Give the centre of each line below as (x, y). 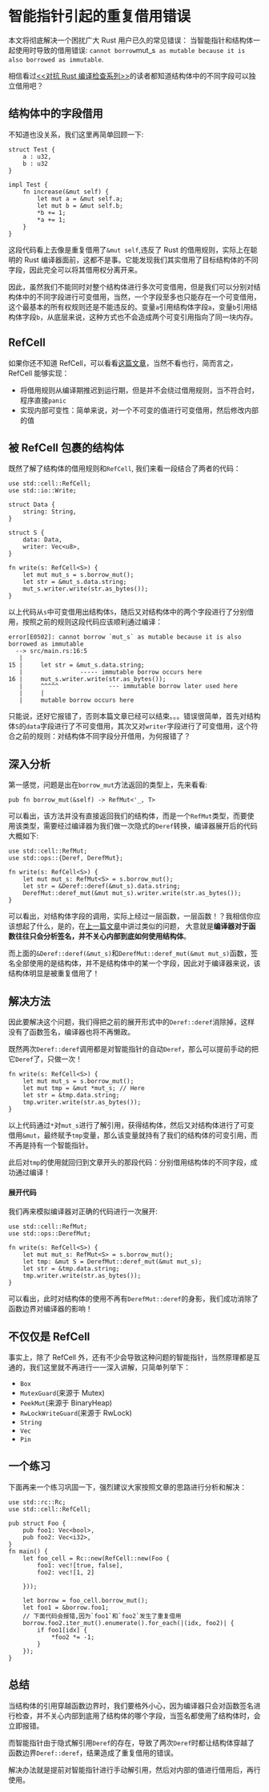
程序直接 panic (43, 400)
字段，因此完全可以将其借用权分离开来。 (75, 270)
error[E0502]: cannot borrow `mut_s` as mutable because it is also (125, 637)
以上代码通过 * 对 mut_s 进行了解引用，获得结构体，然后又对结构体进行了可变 (131, 1125)
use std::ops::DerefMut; (50, 1234)
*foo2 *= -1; (72, 1637)
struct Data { (32, 505)
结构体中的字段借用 (56, 114)
